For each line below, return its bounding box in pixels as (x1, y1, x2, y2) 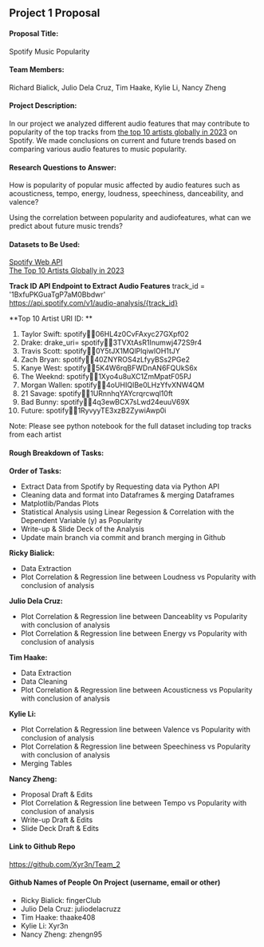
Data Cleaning (20, 676, 68, 686)
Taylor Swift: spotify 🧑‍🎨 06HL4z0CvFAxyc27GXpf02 (20, 330, 190, 339)
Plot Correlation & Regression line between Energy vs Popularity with (20, 628, 248, 638)
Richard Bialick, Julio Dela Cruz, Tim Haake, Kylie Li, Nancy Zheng (9, 82, 227, 92)
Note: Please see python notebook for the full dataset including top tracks (9, 422, 252, 431)
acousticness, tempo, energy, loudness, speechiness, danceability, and (9, 189, 244, 198)
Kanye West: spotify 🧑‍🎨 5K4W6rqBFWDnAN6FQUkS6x (20, 363, 198, 373)
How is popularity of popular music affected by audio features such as (9, 180, 240, 190)
